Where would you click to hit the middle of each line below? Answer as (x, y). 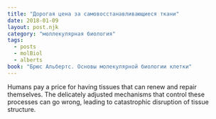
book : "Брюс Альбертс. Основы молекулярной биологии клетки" (100, 67)
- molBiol (28, 54)
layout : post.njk (33, 27)
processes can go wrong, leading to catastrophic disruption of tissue (108, 102)
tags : (15, 40)
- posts (25, 47)
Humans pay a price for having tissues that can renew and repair (102, 86)
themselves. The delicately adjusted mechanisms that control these (106, 94)
